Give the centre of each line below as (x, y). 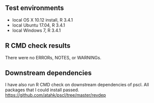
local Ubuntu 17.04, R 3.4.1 (39, 25)
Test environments (34, 8)
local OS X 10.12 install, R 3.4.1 (42, 20)
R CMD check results (38, 46)
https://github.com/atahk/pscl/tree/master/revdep (56, 95)
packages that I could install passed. (42, 90)
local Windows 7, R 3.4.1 (36, 30)
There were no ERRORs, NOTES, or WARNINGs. (53, 57)
